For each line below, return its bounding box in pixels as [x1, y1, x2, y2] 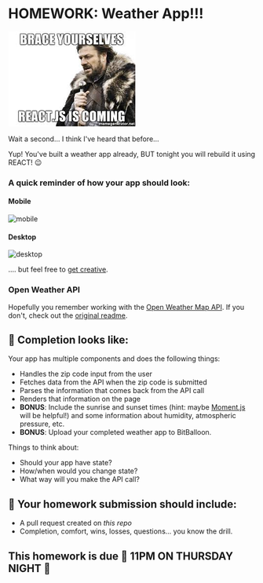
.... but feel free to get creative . [8, 264, 108, 275]
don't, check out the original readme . [8, 311, 128, 320]
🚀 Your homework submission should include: [8, 497, 237, 511]
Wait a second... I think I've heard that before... [8, 134, 159, 144]
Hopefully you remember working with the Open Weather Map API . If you [8, 302, 245, 312]
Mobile [8, 197, 31, 206]
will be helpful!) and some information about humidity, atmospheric [19, 411, 237, 421]
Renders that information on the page [19, 394, 141, 404]
